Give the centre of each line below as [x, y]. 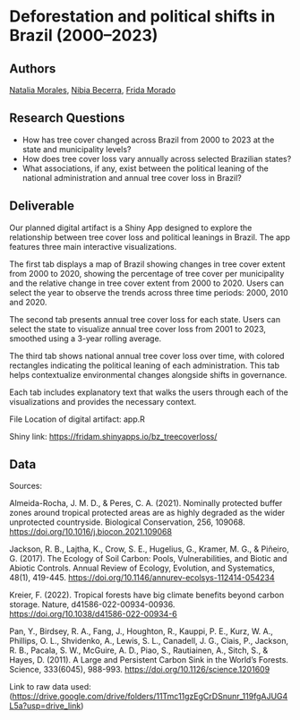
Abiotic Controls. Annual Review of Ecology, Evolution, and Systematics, [142, 568]
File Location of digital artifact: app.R [77, 419]
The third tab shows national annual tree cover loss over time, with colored [147, 356]
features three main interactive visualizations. [93, 246]
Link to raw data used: [50, 687]
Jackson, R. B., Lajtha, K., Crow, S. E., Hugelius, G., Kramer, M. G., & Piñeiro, [149, 549]
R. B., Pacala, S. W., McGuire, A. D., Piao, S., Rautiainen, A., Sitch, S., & [139, 650]
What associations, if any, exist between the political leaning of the [145, 168]
